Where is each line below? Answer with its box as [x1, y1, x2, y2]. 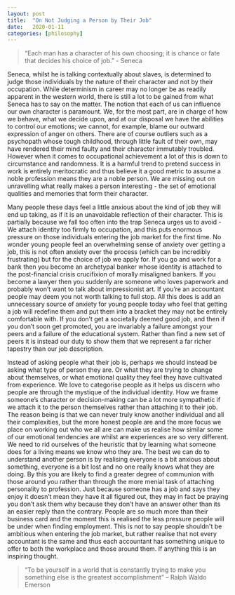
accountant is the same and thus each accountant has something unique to [7, 537, 225, 546]
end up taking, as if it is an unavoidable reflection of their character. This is [7, 210, 223, 219]
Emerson [24, 580, 51, 589]
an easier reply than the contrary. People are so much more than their [7, 507, 208, 516]
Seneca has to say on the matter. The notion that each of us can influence [7, 100, 221, 109]
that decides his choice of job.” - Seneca [24, 57, 142, 65]
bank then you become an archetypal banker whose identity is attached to [7, 262, 222, 271]
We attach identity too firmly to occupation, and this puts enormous [7, 225, 203, 234]
